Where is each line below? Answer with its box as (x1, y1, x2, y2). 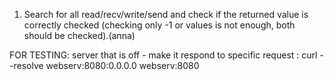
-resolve (9, 60, 44, 71)
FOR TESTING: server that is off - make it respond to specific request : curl (9, 49, 318, 61)
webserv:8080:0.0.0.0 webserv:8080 (45, 60, 200, 71)
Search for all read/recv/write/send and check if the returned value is (23, 9, 309, 20)
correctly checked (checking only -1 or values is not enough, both (23, 19, 296, 31)
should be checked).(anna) (23, 30, 136, 41)
